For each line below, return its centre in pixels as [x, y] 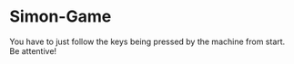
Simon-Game [61, 17]
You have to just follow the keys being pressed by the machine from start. [147, 41]
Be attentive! [33, 50]
